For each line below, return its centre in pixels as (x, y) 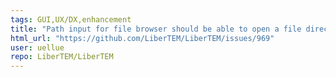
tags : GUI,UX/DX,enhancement (71, 19)
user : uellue (37, 47)
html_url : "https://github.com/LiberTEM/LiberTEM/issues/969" (142, 38)
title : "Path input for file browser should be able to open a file (156, 29)
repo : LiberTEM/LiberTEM (62, 57)
